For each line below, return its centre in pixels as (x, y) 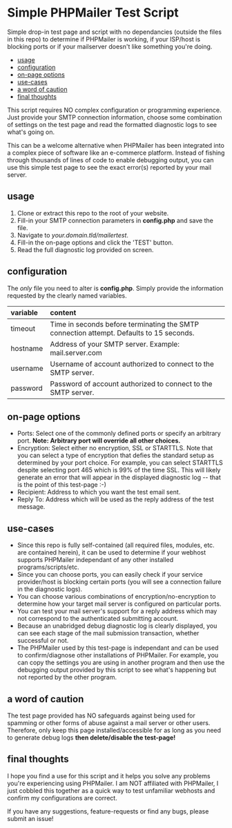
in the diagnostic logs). (50, 589)
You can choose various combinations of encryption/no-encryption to (116, 597)
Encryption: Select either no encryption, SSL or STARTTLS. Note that (115, 448)
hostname (27, 348)
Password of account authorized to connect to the (131, 383)
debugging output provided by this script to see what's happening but (117, 670)
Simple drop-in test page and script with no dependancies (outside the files (115, 32)
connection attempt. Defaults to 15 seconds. (122, 333)
